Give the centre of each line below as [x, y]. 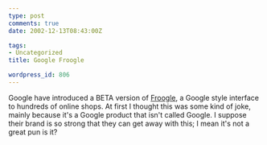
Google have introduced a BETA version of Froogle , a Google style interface [134, 97]
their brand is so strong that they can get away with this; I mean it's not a [129, 123]
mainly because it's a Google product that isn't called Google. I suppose [127, 114]
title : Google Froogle [46, 60]
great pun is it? [33, 132]
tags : [17, 45]
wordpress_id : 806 [39, 75]
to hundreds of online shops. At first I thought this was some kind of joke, [129, 106]
